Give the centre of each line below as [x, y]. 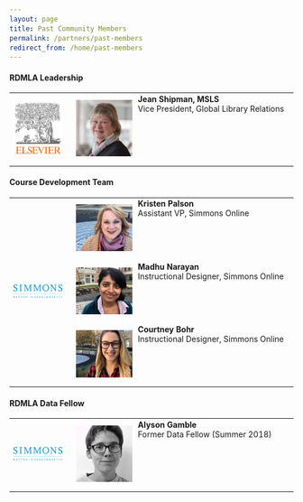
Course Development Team [62, 182]
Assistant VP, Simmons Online [193, 213]
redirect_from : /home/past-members [76, 48]
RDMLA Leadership [46, 78]
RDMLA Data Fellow [47, 403]
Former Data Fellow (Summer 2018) [205, 434]
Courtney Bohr [166, 330]
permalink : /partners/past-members [76, 38]
